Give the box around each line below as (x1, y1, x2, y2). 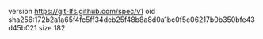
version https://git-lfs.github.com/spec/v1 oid (8, 7, 156, 16)
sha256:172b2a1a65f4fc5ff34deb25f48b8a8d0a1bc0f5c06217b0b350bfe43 (8, 15, 255, 24)
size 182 (38, 23, 66, 32)
